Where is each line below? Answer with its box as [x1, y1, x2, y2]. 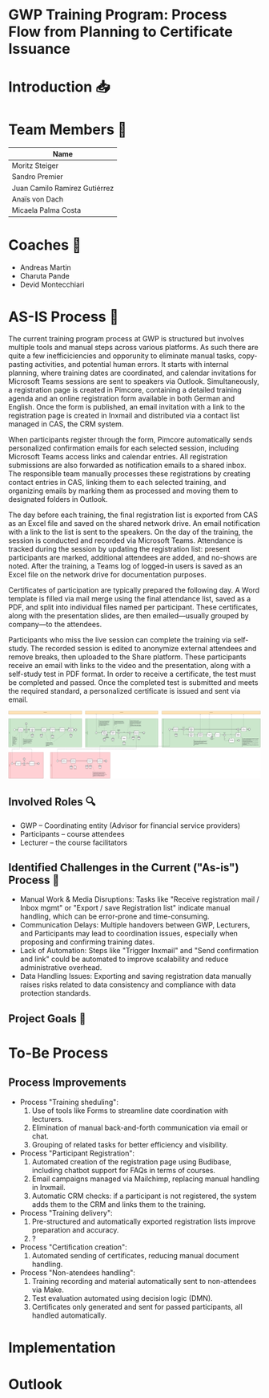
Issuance [8, 40, 70, 58]
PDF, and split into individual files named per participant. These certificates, [8, 602, 259, 612]
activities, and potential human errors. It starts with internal [34, 360, 230, 369]
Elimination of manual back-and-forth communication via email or [31, 1123, 248, 1132]
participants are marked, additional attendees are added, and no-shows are [8, 552, 258, 563]
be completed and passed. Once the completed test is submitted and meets [8, 678, 259, 687]
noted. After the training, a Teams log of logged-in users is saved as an [8, 561, 243, 571]
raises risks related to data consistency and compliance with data [19, 980, 236, 989]
